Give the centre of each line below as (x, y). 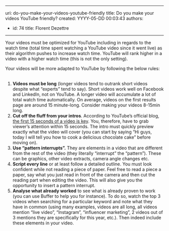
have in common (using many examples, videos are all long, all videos (85, 207)
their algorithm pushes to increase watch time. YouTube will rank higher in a (84, 53)
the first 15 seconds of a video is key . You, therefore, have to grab (80, 121)
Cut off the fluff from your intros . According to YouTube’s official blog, (86, 116)
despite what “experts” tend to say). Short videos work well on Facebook (88, 89)
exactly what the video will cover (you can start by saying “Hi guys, (82, 132)
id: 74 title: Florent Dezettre (41, 28)
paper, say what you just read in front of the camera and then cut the (84, 175)
